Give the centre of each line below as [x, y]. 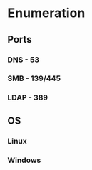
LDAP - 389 [28, 97]
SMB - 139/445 [34, 78]
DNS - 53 [24, 60]
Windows [24, 160]
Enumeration [46, 13]
